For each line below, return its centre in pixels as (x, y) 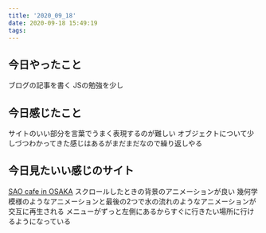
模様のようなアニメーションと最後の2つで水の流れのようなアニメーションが (132, 201)
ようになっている (43, 221)
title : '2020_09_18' (43, 16)
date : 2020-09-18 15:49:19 (53, 23)
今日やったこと (45, 64)
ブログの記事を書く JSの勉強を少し (66, 85)
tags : (17, 30)
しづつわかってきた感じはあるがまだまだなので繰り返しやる (106, 143)
